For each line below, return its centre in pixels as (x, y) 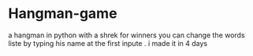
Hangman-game (63, 14)
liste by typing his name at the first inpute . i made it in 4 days (108, 43)
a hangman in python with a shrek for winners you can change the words (127, 35)
